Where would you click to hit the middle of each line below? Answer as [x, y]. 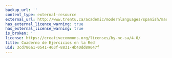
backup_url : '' [21, 10]
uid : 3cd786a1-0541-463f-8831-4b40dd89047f [52, 47]
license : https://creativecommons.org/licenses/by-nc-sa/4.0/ [73, 38]
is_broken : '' [20, 33]
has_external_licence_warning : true [44, 24]
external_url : [20, 19]
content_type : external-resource [41, 15]
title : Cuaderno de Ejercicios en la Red [50, 43]
